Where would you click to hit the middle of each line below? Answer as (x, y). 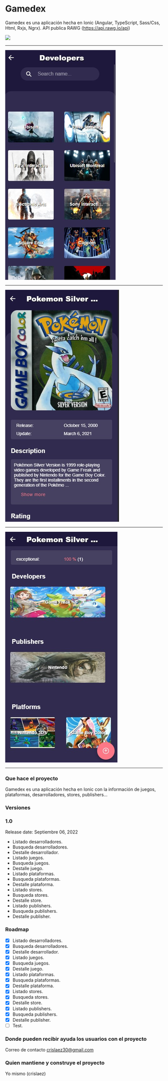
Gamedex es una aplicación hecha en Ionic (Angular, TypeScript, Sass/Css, (83, 23)
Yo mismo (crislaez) (25, 1074)
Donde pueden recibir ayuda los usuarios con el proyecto (76, 1039)
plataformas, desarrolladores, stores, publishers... (56, 795)
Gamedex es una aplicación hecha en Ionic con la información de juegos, (80, 789)
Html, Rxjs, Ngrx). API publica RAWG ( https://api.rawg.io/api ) (68, 28)
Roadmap (17, 929)
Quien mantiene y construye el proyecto (55, 1062)
